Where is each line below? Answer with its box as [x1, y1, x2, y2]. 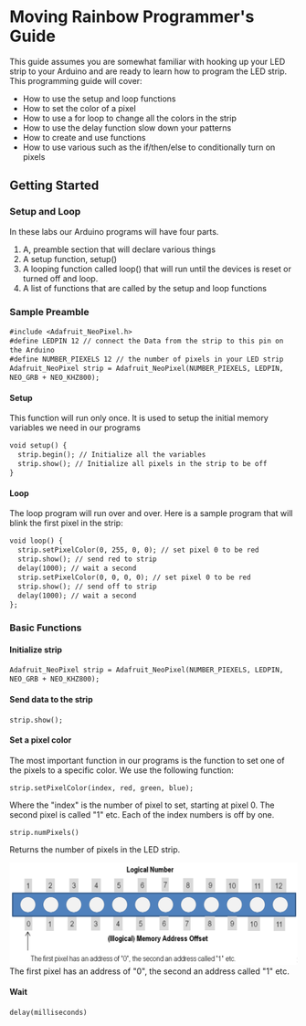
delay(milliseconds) [9, 1008, 89, 1017]
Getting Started [9, 178, 100, 194]
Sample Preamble [9, 305, 90, 318]
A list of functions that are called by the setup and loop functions [22, 282, 268, 293]
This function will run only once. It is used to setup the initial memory [9, 413, 269, 424]
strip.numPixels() [9, 828, 79, 837]
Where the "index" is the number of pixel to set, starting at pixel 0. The [9, 799, 275, 810]
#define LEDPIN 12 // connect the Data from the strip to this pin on [9, 336, 284, 345]
